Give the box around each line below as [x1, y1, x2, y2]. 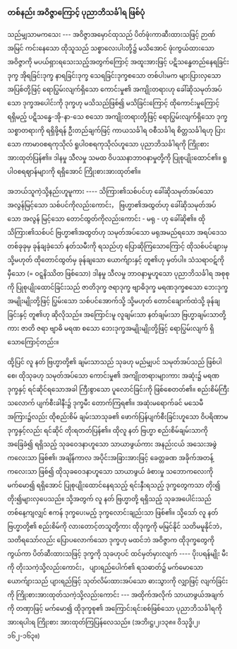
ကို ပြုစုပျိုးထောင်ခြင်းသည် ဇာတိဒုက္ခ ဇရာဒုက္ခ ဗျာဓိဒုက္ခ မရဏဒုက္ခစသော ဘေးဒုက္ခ [7, 283, 229, 291]
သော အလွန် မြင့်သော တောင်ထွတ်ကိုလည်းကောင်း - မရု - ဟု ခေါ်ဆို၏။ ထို [7, 214, 206, 223]
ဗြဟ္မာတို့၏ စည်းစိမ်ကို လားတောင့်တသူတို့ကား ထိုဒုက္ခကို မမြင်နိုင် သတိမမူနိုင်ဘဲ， [7, 522, 226, 531]
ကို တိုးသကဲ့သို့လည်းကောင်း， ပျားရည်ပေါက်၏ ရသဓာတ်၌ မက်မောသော [7, 563, 203, 572]
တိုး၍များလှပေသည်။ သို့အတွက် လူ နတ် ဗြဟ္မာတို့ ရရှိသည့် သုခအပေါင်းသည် [7, 495, 212, 503]
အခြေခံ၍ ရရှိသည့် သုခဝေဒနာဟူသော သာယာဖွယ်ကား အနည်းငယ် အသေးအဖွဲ [7, 440, 217, 448]
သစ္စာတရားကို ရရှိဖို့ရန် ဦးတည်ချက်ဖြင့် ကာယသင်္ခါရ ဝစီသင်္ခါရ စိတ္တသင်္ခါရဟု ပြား [7, 126, 226, 135]
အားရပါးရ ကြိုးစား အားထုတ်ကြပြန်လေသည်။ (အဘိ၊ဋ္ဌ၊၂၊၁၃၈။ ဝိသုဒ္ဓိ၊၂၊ [7, 618, 200, 626]
